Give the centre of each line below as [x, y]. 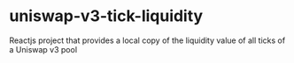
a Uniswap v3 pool [43, 49]
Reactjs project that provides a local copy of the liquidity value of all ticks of [147, 40]
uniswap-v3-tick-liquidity [106, 16]
